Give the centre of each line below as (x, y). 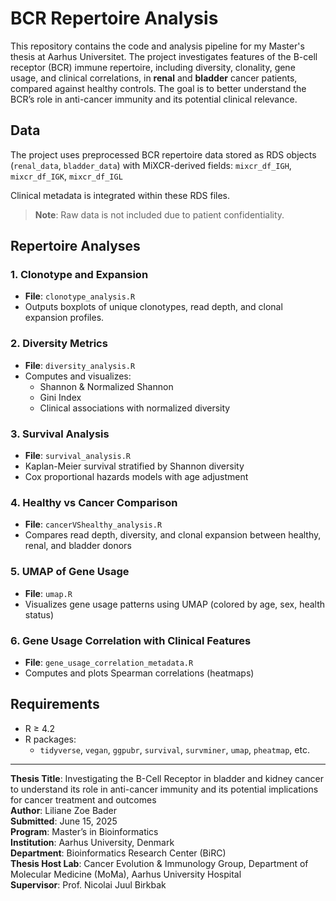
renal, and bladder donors (78, 546)
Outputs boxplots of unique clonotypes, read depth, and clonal (153, 307)
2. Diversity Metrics (59, 344)
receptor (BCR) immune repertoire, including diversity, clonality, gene (153, 67)
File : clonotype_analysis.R (80, 296)
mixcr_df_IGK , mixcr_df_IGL (66, 176)
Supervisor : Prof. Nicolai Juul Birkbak (88, 884)
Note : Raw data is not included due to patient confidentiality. (159, 214)
